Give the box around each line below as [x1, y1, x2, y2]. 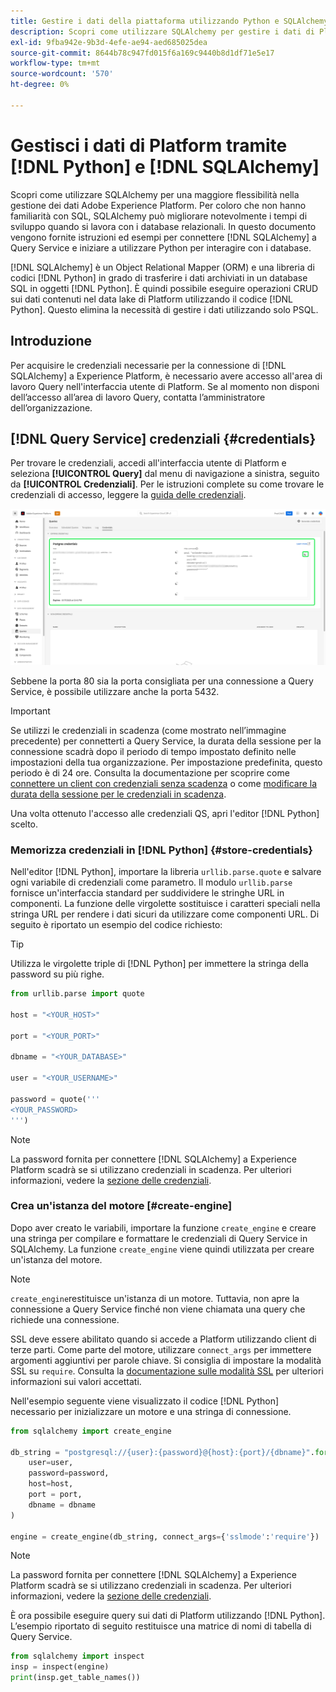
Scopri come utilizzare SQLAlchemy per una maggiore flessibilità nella [10, 188, 300, 200]
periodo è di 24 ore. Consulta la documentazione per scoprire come [10, 766, 290, 779]
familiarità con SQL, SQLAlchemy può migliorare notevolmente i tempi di [10, 210, 308, 222]
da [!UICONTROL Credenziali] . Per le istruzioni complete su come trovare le [10, 478, 325, 490]
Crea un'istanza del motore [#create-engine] [10, 1199, 233, 1213]
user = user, [28, 1458, 74, 1468]
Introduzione [10, 333, 93, 350]
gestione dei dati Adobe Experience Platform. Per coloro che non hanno [10, 199, 307, 211]
